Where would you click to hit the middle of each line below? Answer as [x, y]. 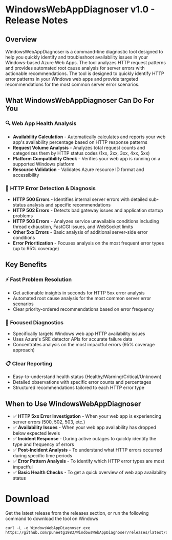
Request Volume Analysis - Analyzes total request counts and [79, 147]
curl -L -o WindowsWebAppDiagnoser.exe [48, 528]
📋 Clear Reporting [29, 363]
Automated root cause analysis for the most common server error [82, 298]
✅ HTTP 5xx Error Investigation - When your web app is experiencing [87, 416]
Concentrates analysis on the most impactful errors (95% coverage [84, 344]
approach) [24, 350]
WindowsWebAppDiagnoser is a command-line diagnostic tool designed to [84, 52]
